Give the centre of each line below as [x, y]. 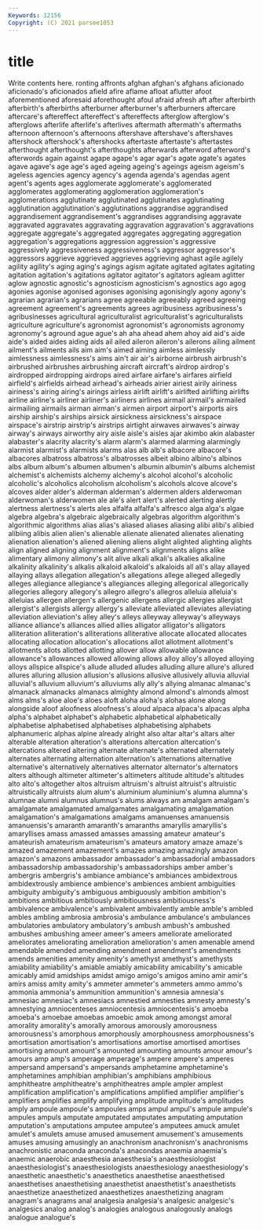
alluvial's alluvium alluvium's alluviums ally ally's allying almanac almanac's [130, 684]
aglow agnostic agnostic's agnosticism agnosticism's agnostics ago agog [127, 283]
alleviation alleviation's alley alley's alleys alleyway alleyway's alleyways [124, 617]
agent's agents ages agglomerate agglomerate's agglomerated [110, 183]
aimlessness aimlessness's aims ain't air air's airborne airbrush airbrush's [128, 359]
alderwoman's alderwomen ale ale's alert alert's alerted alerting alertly [122, 500]
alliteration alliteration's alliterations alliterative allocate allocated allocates [128, 633]
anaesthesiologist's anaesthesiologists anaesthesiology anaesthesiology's [128, 1167]
